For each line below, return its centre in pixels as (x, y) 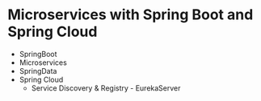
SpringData (38, 71)
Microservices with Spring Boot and (130, 15)
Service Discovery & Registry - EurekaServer (106, 88)
